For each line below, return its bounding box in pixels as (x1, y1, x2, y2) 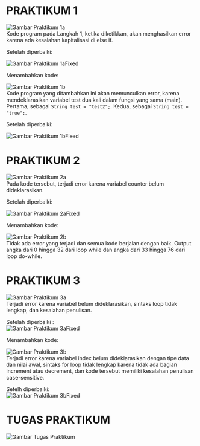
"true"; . (6, 109, 27, 116)
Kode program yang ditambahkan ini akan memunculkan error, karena (6, 89, 180, 97)
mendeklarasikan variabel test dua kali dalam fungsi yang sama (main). (6, 96, 183, 103)
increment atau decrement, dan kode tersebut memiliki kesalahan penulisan (6, 367, 194, 375)
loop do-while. (6, 252, 42, 260)
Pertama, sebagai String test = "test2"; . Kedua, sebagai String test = (6, 102, 189, 109)
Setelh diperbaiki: (6, 385, 50, 393)
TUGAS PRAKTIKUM (6, 413, 110, 427)
